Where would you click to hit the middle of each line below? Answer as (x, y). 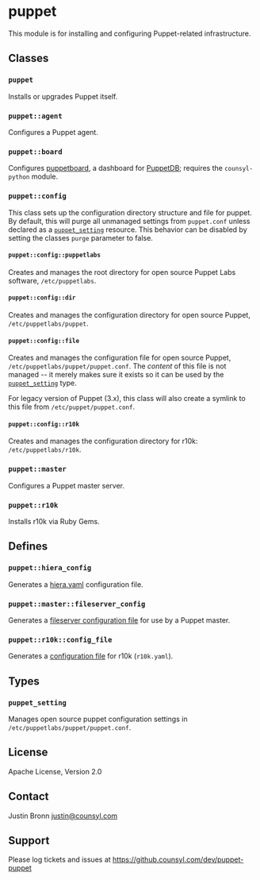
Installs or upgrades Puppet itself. (63, 96)
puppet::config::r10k (44, 424)
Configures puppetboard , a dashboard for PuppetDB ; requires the (116, 168)
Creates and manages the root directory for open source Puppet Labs (122, 272)
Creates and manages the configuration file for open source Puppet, (120, 358)
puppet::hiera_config (50, 568)
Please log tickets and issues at (59, 859)
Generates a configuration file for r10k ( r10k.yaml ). (91, 656)
